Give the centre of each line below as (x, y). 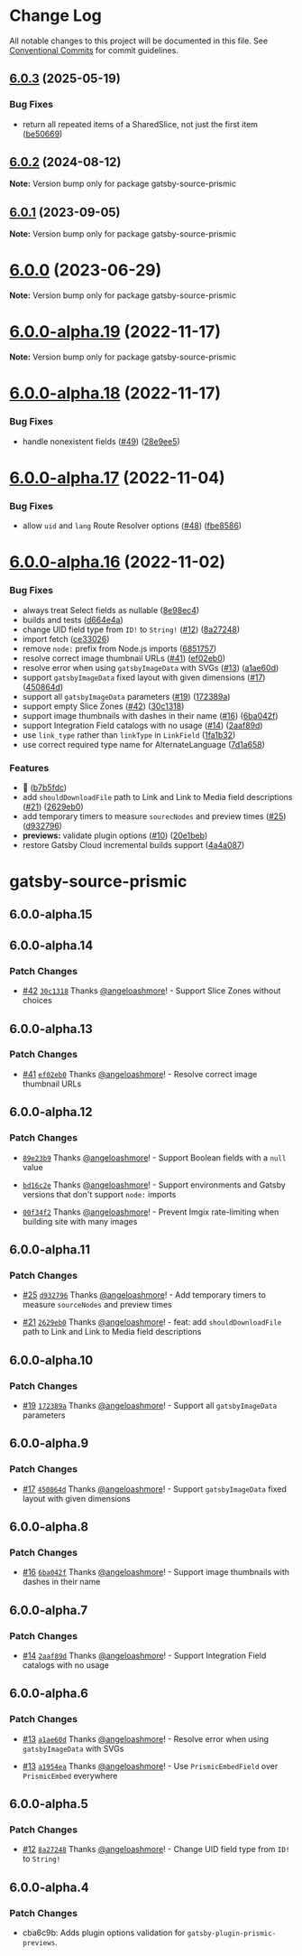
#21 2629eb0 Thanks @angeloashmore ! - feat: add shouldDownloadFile (152, 1322)
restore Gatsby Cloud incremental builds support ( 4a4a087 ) (133, 844)
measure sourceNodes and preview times (97, 1305)
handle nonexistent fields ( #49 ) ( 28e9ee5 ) (101, 441)
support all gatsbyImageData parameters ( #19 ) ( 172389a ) (126, 696)
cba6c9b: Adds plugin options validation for (104, 1933)
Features (29, 768)
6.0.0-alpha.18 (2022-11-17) (115, 393)
